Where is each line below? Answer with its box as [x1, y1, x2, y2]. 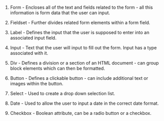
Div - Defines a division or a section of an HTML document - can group [10, 60, 159, 66]
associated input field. [10, 35, 57, 41]
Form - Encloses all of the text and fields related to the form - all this [10, 5, 153, 10]
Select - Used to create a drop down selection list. [10, 90, 115, 96]
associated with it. [10, 50, 48, 56]
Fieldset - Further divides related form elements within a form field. [10, 20, 151, 25]
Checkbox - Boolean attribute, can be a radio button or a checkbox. [10, 110, 152, 116]
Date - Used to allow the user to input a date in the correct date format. [10, 100, 159, 106]
